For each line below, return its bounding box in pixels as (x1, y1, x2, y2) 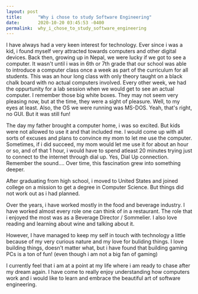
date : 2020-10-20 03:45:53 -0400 (6, 20, 105, 25)
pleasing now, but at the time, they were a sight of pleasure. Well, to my (6, 98, 180, 105)
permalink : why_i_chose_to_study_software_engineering (6, 25, 147, 31)
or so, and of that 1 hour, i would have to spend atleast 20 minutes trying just (6, 147, 193, 154)
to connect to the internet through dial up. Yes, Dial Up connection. (6, 153, 169, 160)
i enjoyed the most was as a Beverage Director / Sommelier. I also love (6, 214, 177, 221)
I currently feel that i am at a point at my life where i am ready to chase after (6, 262, 190, 269)
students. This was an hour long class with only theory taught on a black (6, 73, 183, 80)
